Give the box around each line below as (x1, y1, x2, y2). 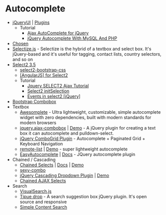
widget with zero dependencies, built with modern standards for (19, 114, 152, 120)
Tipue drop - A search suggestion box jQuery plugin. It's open (19, 193, 147, 199)
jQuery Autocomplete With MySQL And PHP (27, 35, 118, 41)
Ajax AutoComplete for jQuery (27, 30, 89, 36)
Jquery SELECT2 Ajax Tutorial (27, 82, 89, 88)
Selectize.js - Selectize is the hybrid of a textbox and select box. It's (12, 46, 152, 52)
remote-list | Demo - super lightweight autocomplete (19, 146, 128, 152)
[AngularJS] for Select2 (19, 72, 68, 78)
